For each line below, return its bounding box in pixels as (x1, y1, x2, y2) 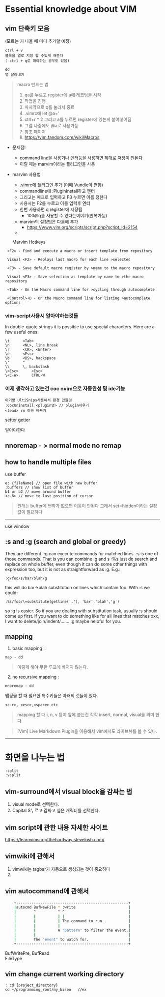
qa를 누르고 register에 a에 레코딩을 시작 (24, 92, 102, 98)
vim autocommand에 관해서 (5, 887, 89, 895)
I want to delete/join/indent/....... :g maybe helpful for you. (5, 618, 121, 624)
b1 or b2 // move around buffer (5, 489, 71, 494)
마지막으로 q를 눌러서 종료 (24, 104, 75, 110)
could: (5, 590, 18, 596)
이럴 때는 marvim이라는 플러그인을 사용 (19, 161, 95, 167)
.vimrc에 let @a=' (24, 111, 59, 116)
